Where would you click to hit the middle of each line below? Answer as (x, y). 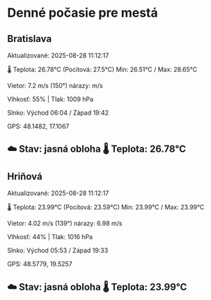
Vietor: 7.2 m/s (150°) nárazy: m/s (55, 86)
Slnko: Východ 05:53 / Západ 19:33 (58, 250)
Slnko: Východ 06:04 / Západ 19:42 (58, 113)
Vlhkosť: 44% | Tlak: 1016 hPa (50, 237)
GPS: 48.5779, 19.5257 (40, 264)
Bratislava (30, 39)
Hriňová (25, 176)
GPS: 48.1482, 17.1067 (38, 126)
